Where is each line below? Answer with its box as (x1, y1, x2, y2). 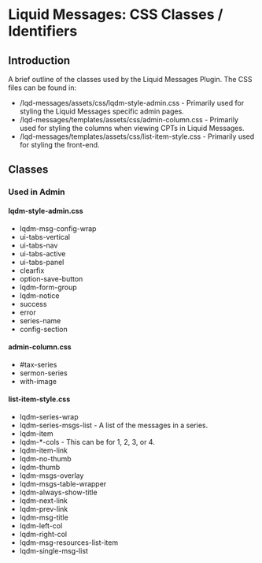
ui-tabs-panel (19, 257, 65, 267)
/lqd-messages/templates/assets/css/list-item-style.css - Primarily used (19, 132, 255, 141)
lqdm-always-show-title (19, 487, 98, 497)
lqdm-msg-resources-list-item (19, 538, 119, 547)
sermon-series (19, 368, 68, 378)
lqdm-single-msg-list (19, 546, 89, 555)
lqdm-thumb (19, 462, 61, 472)
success (19, 299, 47, 308)
